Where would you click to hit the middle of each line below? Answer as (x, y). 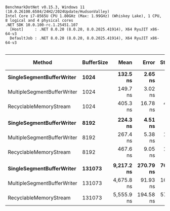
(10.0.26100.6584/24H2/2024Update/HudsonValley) (57, 12)
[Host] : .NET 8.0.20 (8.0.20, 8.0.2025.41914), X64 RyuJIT (79, 29)
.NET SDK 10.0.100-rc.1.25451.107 (42, 25)
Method (42, 62)
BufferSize (95, 62)
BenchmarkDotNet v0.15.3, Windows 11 (45, 7)
